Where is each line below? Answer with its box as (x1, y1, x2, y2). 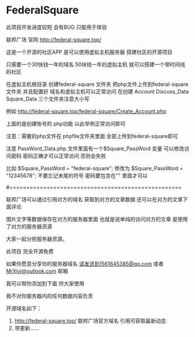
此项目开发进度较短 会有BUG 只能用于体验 (6, 23, 107, 30)
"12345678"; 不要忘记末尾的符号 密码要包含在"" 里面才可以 (6, 172, 148, 179)
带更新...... (14, 324, 39, 331)
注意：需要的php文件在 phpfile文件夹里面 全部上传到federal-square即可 (6, 132, 178, 139)
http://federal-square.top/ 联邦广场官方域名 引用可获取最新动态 (14, 317, 166, 324)
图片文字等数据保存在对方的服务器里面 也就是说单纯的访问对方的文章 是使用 (6, 215, 188, 222)
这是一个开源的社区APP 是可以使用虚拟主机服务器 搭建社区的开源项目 (6, 48, 173, 56)
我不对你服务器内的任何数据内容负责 (6, 292, 93, 299)
